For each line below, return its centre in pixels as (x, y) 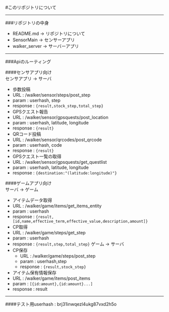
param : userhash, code (37, 145)
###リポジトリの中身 (27, 23)
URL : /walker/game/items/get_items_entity (57, 206)
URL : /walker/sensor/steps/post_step (51, 95)
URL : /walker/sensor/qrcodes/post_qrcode (57, 140)
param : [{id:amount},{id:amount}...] (53, 284)
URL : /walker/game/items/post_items (51, 278)
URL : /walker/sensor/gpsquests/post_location (60, 117)
